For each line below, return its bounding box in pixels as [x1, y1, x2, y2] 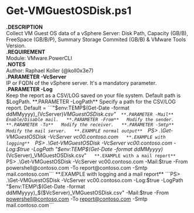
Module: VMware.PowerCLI [6, 54, 72, 61]
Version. [6, 42, 26, 49]
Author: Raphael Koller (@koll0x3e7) [6, 67, 94, 74]
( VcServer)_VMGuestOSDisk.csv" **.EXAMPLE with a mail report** [6, 152, 176, 159]
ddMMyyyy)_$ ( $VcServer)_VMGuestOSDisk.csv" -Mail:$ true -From [6, 189, 169, 196]
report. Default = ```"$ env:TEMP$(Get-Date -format [6, 104, 130, 111]
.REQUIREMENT [6, 48, 46, 55]
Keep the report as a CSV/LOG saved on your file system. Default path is [6, 92, 181, 99]
